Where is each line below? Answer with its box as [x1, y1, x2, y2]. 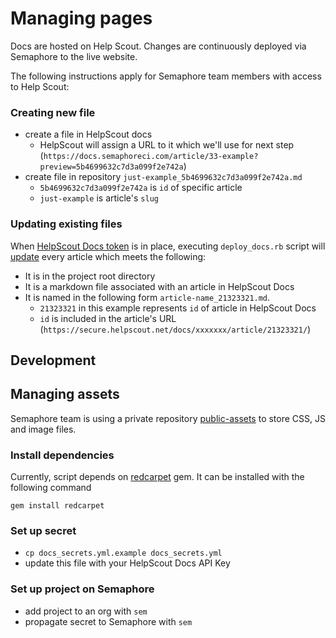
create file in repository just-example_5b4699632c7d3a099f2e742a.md [24, 171, 303, 183]
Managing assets [10, 386, 120, 403]
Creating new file [10, 105, 96, 119]
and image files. [10, 423, 77, 435]
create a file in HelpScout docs [24, 128, 153, 141]
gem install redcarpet [10, 501, 105, 511]
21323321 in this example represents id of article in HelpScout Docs [39, 302, 317, 314]
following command [10, 482, 92, 494]
